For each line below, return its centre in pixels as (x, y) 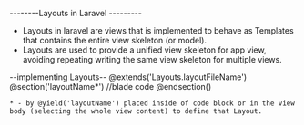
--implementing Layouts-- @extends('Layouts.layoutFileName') (128, 77)
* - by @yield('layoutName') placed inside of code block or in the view (152, 103)
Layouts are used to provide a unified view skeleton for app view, (144, 50)
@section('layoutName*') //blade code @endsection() (111, 87)
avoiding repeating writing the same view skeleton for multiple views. (152, 59)
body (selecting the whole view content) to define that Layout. (136, 111)
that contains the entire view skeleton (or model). (115, 40)
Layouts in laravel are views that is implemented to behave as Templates (158, 30)
